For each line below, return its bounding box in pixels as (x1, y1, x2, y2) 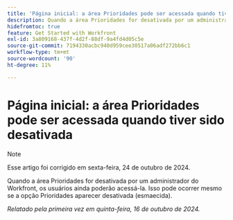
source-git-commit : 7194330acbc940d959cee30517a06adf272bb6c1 (7, 42, 191, 49)
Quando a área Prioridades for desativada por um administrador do (7, 176, 199, 185)
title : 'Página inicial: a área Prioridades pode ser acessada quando (7, 10, 216, 17)
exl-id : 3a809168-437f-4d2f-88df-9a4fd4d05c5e (7, 36, 144, 43)
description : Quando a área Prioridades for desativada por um (7, 17, 194, 24)
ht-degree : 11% (7, 62, 51, 68)
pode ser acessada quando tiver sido (7, 112, 225, 128)
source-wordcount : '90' (7, 55, 76, 62)
